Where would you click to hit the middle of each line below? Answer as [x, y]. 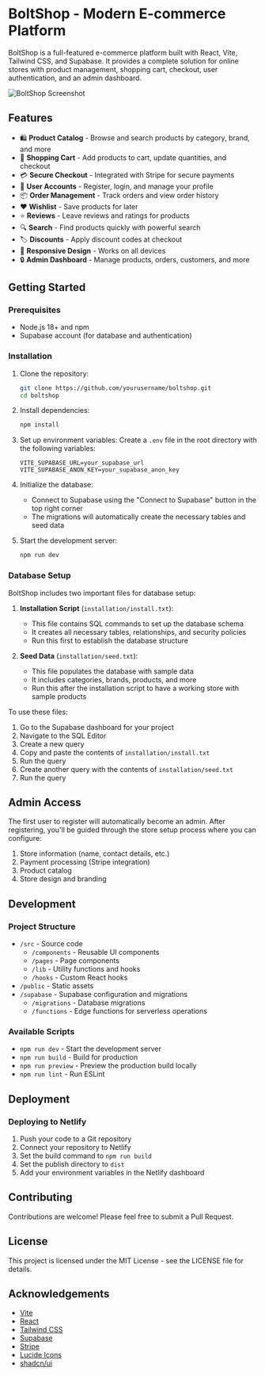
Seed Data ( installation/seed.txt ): [79, 655]
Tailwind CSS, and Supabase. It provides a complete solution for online [123, 61]
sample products [59, 696]
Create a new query [52, 744]
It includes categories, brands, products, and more [114, 679]
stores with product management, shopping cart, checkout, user [113, 69]
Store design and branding [63, 879]
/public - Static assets [57, 986]
